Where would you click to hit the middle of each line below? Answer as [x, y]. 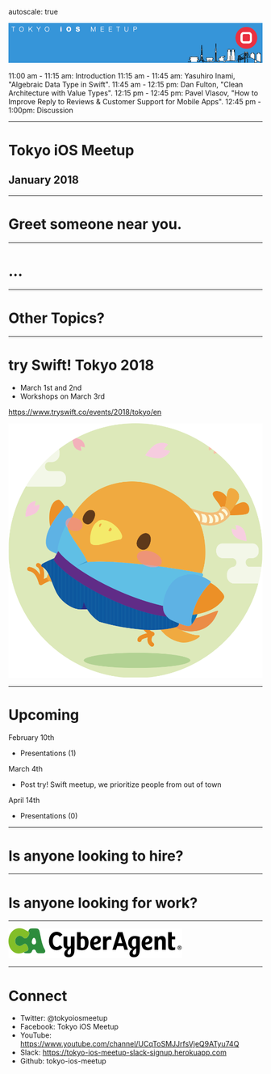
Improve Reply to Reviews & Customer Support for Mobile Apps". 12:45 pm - [135, 101]
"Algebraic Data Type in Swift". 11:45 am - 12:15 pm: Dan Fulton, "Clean [126, 84]
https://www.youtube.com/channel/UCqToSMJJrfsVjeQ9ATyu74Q [129, 1044]
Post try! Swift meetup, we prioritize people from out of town [121, 784]
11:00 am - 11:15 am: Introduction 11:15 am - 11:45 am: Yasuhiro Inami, [122, 75]
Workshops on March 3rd [63, 396]
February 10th [31, 737]
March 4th [25, 768]
